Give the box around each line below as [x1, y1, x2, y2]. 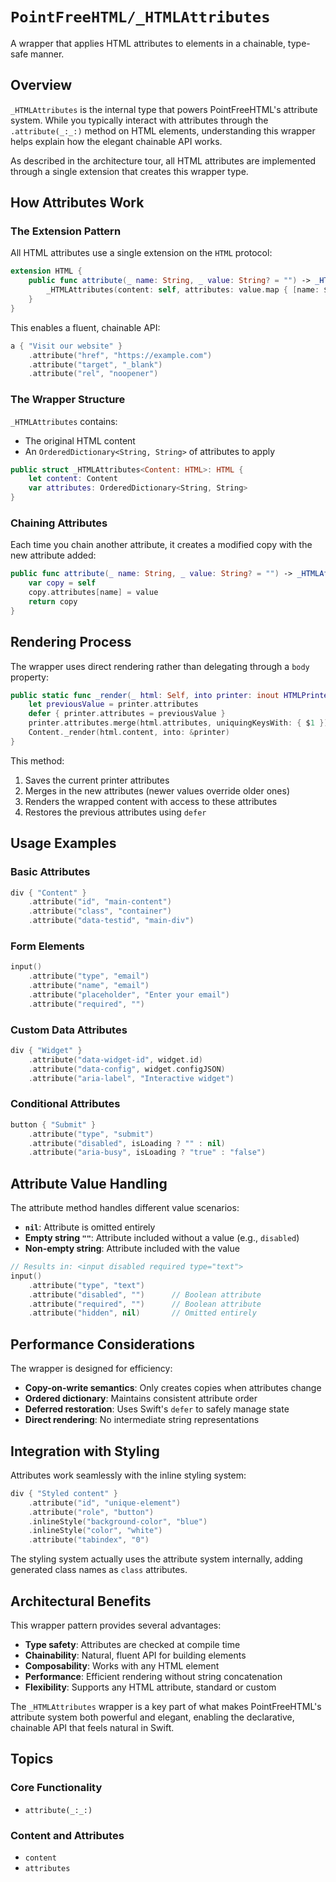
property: [10, 671, 49, 683]
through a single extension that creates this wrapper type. [10, 165, 249, 177]
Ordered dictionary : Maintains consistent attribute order [24, 1393, 258, 1405]
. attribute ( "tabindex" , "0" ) [28, 1535, 150, 1545]
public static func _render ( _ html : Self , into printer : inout [10, 690, 280, 700]
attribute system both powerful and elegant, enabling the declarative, [10, 1711, 295, 1723]
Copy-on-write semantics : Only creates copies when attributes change [24, 1382, 322, 1394]
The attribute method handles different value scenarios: [10, 1202, 240, 1214]
